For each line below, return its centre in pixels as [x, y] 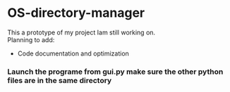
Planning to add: [31, 39]
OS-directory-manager [76, 13]
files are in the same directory [60, 80]
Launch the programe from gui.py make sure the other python [115, 72]
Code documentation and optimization [73, 53]
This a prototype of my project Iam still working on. [81, 32]
